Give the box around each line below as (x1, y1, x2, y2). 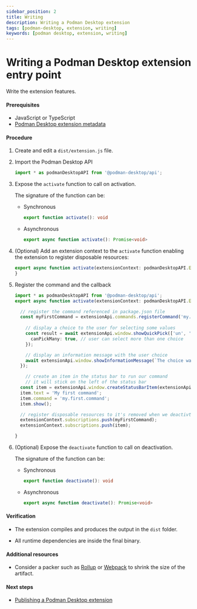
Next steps (6, 583, 34, 590)
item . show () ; (20, 401, 52, 407)
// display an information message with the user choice (25, 352, 168, 358)
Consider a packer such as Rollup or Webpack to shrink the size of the (14, 564, 186, 571)
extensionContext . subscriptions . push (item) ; (20, 422, 131, 428)
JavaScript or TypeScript (14, 114, 75, 121)
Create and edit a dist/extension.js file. (14, 147, 113, 154)
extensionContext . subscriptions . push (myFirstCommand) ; (20, 417, 158, 423)
